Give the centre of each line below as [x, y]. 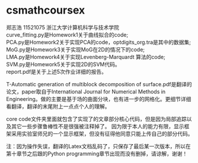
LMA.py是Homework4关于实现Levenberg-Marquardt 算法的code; [86, 57]
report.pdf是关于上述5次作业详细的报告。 [56, 71]
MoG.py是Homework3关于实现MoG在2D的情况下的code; [76, 49]
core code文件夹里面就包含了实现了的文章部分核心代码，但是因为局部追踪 [96, 119]
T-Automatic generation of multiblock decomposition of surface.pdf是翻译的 [99, 84]
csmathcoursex [46, 10]
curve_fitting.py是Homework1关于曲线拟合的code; [67, 35]
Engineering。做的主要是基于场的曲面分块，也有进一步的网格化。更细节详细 [99, 99]
